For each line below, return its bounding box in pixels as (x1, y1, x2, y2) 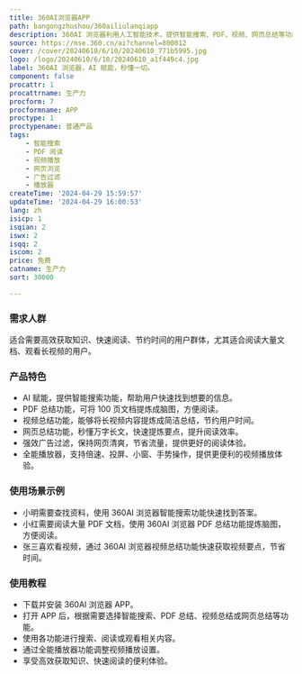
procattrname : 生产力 (9, 88, 86, 97)
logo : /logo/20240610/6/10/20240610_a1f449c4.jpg (9, 55, 200, 64)
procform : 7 (9, 96, 54, 106)
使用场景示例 (9, 485, 66, 497)
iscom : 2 (9, 248, 42, 257)
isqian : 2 (9, 223, 47, 232)
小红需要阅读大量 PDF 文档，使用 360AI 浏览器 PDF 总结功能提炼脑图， (22, 518, 286, 529)
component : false (9, 72, 75, 81)
